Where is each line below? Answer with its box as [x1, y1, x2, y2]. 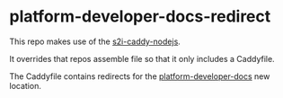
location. [9, 80, 42, 91]
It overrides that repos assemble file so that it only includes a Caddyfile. [9, 53, 276, 64]
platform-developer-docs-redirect [9, 6, 271, 27]
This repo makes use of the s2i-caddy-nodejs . [9, 36, 181, 47]
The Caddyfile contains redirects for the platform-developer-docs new [9, 70, 270, 82]
